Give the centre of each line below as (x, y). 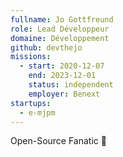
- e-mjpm (37, 112)
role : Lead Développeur (60, 29)
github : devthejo (46, 47)
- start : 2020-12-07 (62, 66)
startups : (31, 103)
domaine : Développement (60, 38)
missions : (31, 57)
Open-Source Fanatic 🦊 (58, 141)
